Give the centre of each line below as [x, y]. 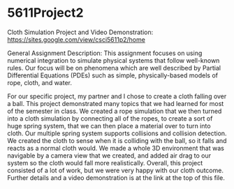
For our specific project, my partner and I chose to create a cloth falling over [117, 96]
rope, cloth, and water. [39, 82]
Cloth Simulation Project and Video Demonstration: [80, 32]
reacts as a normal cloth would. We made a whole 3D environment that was [116, 148]
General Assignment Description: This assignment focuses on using [105, 53]
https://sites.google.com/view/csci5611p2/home [76, 39]
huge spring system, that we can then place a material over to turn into [109, 126]
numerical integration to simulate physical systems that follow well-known [114, 60]
